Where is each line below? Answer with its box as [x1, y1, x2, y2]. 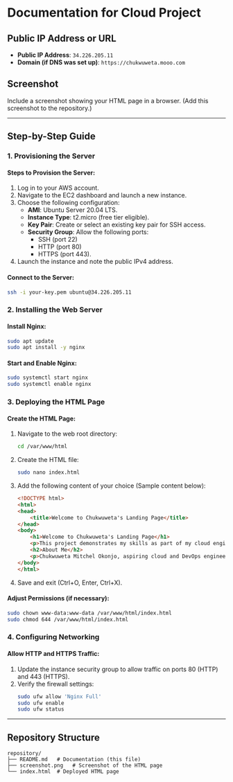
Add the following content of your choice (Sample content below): [17, 481, 206, 490]
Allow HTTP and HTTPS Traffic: [7, 650, 100, 658]
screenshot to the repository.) [7, 104, 92, 112]
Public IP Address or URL [7, 33, 116, 44]
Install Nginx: [7, 322, 46, 330]
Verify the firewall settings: [17, 679, 94, 688]
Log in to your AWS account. [17, 184, 99, 192]
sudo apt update [7, 337, 54, 344]
